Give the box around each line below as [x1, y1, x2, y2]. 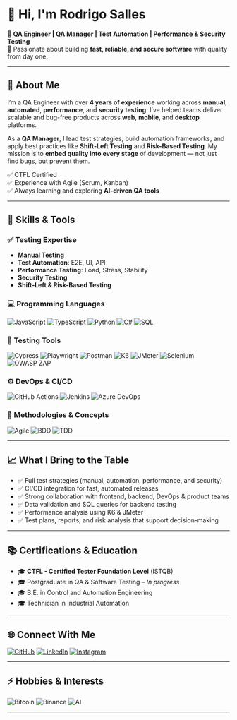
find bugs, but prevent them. [7, 157, 90, 165]
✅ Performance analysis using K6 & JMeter [17, 508, 144, 517]
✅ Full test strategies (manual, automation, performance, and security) [17, 476, 223, 485]
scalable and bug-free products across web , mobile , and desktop [7, 113, 200, 121]
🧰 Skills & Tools [7, 214, 75, 226]
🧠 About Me [7, 79, 60, 91]
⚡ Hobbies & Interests [7, 676, 104, 688]
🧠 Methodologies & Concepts [7, 410, 109, 420]
